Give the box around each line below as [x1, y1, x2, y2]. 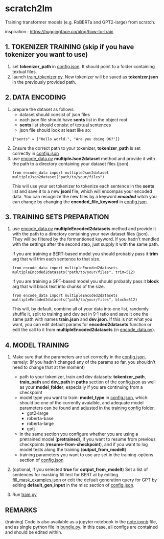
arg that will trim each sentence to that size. [12, 256, 101, 262]
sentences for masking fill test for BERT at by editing [12, 472, 118, 478]
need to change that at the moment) [12, 364, 85, 370]
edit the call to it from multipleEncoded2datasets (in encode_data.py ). [12, 327, 156, 333]
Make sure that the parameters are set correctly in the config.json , [12, 354, 146, 360]
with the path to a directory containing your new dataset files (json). [12, 231, 149, 237]
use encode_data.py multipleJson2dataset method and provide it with [12, 155, 155, 162]
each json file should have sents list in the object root [19, 117, 128, 122]
